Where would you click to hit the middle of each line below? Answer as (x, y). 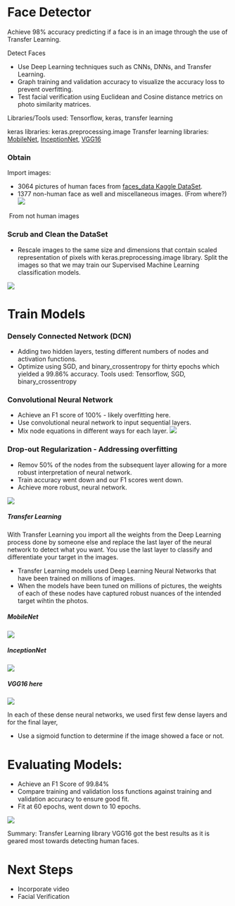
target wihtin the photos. (53, 600)
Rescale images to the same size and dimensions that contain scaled (117, 250)
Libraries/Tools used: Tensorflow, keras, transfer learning (90, 118)
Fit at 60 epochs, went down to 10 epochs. (79, 806)
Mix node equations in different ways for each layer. (93, 431)
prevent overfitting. (45, 89)
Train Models (46, 314)
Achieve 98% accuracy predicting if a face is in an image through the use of (118, 32)
